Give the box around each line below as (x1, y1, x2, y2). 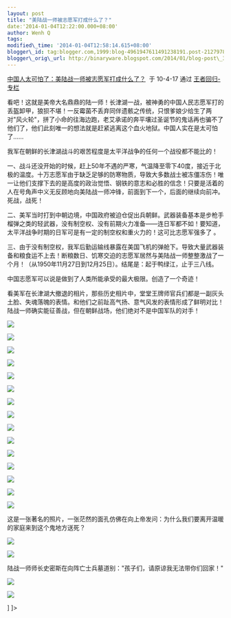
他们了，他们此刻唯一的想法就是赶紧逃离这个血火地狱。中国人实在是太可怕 (7, 123, 218, 132)
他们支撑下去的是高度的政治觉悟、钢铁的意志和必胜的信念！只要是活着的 (19, 178, 224, 187)
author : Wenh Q (7, 29, 51, 37)
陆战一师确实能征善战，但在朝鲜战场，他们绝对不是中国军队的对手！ (7, 306, 200, 314)
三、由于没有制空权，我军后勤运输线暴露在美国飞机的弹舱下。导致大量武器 (7, 243, 218, 251)
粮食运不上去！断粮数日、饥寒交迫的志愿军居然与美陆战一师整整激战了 (19, 251, 218, 259)
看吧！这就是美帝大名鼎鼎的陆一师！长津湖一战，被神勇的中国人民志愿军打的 (7, 98, 224, 106)
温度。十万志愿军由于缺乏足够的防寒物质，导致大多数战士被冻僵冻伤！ (19, 170, 218, 178)
